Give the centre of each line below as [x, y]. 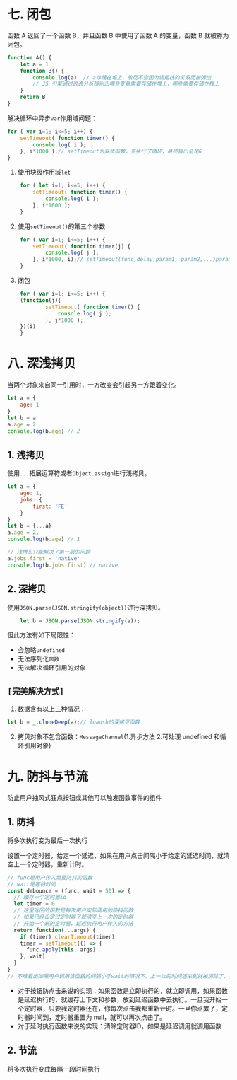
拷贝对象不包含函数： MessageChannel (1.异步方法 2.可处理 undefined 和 [119, 737]
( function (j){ [41, 300]
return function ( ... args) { [55, 930]
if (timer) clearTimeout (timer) [67, 937]
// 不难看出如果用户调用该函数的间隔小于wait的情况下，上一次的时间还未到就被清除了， [118, 976]
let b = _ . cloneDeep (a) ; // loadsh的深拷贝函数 [74, 722]
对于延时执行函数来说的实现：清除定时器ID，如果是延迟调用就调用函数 [120, 1026]
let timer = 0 [34, 904]
